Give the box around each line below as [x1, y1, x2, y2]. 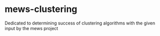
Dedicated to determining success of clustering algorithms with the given [4, 20, 156, 26]
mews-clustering [4, 3, 78, 15]
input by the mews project [4, 25, 58, 31]
